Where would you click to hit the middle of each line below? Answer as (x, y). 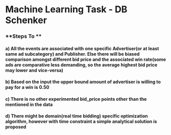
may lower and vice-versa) (34, 70)
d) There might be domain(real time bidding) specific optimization (77, 116)
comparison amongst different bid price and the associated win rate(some (86, 59)
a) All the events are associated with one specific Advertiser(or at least (82, 48)
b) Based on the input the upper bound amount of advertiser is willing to (83, 82)
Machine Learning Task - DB (66, 9)
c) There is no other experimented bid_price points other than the (76, 99)
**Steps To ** (23, 36)
